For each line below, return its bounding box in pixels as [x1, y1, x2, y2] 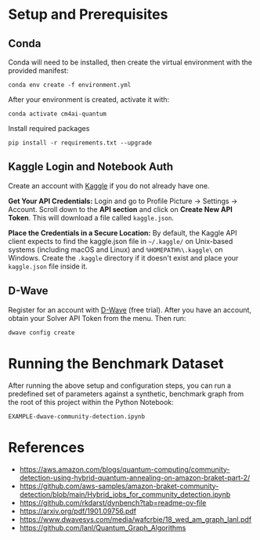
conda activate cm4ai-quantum [8, 110, 107, 118]
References [8, 438, 85, 456]
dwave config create [8, 328, 76, 337]
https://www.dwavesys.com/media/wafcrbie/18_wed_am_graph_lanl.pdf [19, 514, 252, 524]
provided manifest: [8, 66, 69, 75]
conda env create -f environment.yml [8, 81, 132, 89]
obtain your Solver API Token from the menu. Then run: [8, 313, 186, 323]
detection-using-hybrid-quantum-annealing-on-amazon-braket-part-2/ [19, 472, 251, 482]
